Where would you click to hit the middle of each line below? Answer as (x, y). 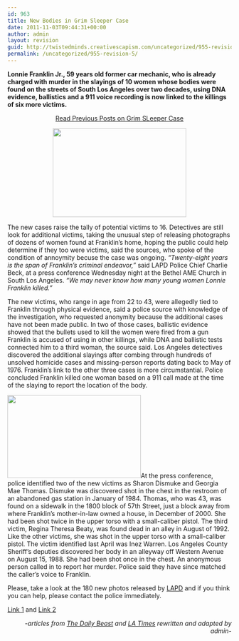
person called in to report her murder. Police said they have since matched (117, 566)
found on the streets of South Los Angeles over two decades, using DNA (117, 89)
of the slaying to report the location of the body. (78, 385)
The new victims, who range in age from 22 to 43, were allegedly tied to (113, 301)
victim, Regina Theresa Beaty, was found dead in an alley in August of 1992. (118, 528)
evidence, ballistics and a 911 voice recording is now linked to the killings (117, 96)
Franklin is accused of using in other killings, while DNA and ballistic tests (115, 339)
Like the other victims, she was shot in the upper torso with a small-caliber (117, 536)
